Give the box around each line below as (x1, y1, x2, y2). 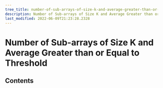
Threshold (5, 58, 48, 68)
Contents (5, 76, 34, 85)
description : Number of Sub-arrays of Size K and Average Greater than (5, 12, 153, 16)
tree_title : (5, 7, 29, 12)
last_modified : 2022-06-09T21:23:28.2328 (5, 16, 90, 21)
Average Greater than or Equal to (5, 47, 140, 58)
